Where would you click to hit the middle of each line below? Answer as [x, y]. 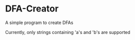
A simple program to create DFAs [39, 22]
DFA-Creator [32, 9]
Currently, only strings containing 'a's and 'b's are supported [68, 32]
